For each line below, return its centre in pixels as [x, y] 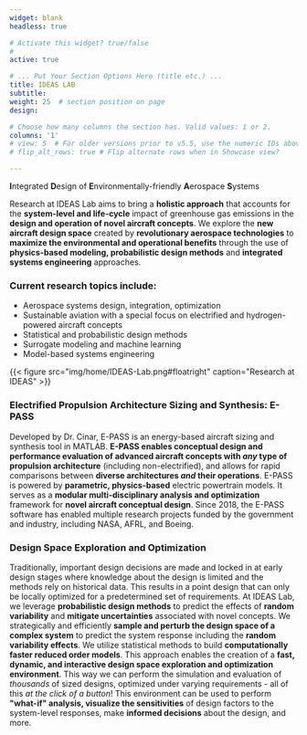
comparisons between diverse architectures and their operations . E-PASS [152, 475]
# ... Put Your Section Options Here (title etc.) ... [116, 77]
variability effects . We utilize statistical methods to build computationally [149, 645]
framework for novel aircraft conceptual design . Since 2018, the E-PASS [147, 504]
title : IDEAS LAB [42, 85]
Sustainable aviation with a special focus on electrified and [133, 315]
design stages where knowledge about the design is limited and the [137, 577]
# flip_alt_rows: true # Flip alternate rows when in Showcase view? [145, 152]
